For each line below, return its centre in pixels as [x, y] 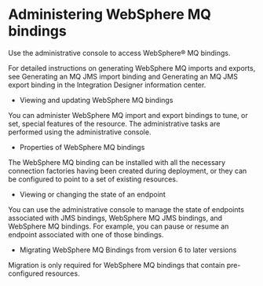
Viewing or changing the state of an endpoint [93, 194]
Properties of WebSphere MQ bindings [82, 147]
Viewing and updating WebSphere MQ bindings [96, 100]
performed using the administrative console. [80, 132]
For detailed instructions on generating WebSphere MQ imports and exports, [132, 68]
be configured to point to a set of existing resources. [93, 179]
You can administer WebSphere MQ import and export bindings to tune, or [128, 115]
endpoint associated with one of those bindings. [86, 234]
